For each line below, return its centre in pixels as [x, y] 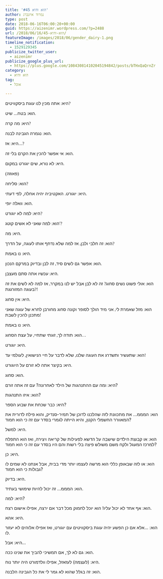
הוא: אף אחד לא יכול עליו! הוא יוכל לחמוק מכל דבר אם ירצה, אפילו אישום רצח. [78, 508]
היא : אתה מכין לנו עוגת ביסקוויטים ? [38, 103]
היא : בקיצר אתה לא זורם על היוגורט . [39, 365]
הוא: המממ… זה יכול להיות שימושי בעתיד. [44, 488]
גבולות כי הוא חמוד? [24, 469]
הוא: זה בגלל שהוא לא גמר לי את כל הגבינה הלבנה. [53, 571]
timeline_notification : [30, 43]
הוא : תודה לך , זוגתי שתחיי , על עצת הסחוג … [46, 335]
